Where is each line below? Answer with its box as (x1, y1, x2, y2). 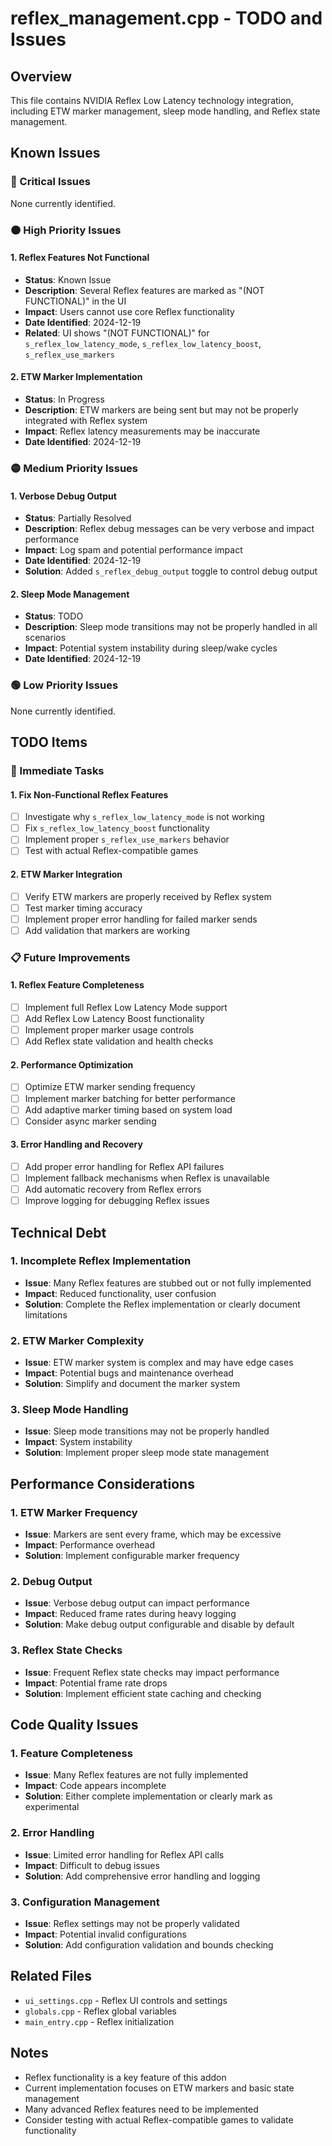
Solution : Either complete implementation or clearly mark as (24, 1790, 273, 1802)
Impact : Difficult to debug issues (24, 1859, 160, 1871)
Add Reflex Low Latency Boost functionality (24, 1013, 205, 1025)
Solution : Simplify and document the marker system (24, 1378, 241, 1390)
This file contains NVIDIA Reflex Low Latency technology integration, (10, 95, 294, 106)
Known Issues (10, 145, 101, 162)
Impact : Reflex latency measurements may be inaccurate (24, 425, 261, 437)
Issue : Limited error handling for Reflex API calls (24, 1848, 225, 1861)
